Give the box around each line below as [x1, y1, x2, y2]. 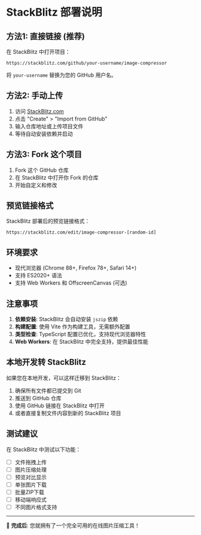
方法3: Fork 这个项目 [6, 149, 83, 159]
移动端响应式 [14, 496, 47, 503]
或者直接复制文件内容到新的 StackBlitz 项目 [14, 409, 121, 416]
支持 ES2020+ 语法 [14, 272, 63, 279]
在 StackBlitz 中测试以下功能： [6, 446, 81, 453]
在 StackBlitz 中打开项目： [6, 49, 71, 55]
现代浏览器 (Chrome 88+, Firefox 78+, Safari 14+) [14, 264, 137, 271]
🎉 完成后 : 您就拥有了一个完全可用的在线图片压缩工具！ [6, 522, 141, 529]
